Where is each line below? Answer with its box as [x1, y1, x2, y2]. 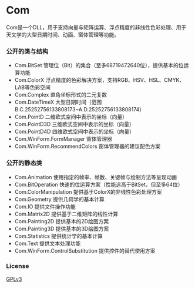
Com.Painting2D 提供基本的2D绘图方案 [14, 217, 109, 224]
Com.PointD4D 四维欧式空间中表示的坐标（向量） [14, 128, 135, 135]
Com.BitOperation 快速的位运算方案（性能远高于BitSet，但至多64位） [14, 181, 183, 188]
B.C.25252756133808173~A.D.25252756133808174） [14, 106, 145, 113]
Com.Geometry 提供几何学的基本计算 [14, 196, 105, 203]
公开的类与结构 [6, 47, 49, 55]
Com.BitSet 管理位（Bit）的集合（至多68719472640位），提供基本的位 [14, 62, 184, 69]
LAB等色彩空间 [14, 84, 51, 91]
